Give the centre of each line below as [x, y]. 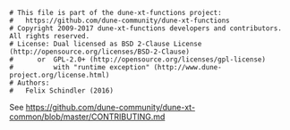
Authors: [34, 83]
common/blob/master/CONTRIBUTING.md [87, 117]
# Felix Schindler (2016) [62, 91]
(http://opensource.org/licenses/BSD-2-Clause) [100, 52]
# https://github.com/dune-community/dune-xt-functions [119, 20]
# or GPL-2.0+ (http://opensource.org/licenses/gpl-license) [138, 60]
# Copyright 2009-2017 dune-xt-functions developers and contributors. [145, 28]
